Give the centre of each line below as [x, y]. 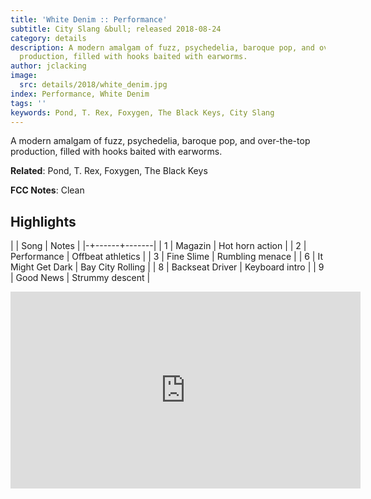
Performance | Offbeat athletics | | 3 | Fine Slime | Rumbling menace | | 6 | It [167, 257]
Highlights [43, 221]
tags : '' [28, 103]
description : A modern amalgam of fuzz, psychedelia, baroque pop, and [162, 47]
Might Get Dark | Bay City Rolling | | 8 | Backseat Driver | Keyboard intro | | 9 [167, 267]
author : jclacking [48, 66]
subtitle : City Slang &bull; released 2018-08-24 [116, 29]
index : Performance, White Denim [80, 94]
